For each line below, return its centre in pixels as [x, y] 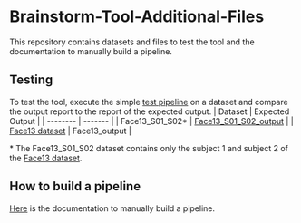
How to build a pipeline [75, 186]
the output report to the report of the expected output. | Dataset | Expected [150, 111]
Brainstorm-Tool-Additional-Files [137, 17]
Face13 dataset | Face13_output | [70, 131]
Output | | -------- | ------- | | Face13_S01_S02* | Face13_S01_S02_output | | [152, 121]
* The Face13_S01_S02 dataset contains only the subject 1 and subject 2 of [149, 148]
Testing [31, 80]
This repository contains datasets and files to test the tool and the [132, 42]
